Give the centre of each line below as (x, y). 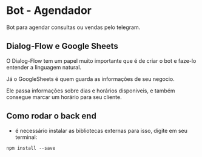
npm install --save (31, 148)
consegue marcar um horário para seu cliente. (64, 97)
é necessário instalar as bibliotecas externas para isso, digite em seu (101, 130)
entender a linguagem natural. (44, 67)
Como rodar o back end (52, 116)
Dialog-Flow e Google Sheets (62, 46)
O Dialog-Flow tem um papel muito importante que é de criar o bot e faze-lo (101, 60)
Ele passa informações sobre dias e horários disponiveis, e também (91, 91)
